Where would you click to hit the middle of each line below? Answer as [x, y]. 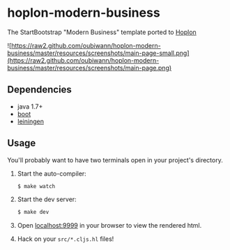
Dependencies [39, 89]
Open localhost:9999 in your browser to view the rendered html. [109, 226]
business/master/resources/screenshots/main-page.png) [90, 68]
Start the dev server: [47, 199]
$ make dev [33, 212]
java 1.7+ [30, 107]
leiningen [30, 121]
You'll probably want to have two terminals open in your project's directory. [115, 160]
